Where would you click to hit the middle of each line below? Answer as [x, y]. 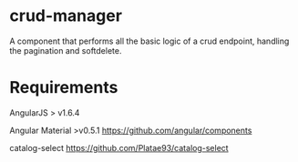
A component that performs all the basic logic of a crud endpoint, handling [149, 41]
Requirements [64, 88]
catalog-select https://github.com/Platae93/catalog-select [119, 147]
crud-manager [66, 16]
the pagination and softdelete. [66, 50]
